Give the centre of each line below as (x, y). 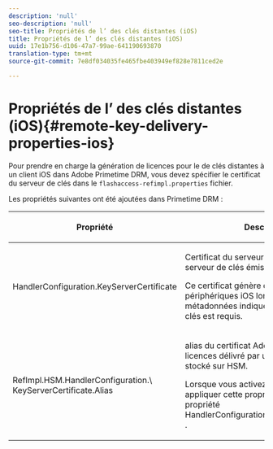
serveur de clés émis (225, 267)
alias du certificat (218, 345)
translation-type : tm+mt (50, 54)
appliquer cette (214, 394)
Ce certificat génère (223, 286)
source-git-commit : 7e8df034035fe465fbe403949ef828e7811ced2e (116, 62)
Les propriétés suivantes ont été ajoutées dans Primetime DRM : (116, 198)
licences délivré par (222, 355)
